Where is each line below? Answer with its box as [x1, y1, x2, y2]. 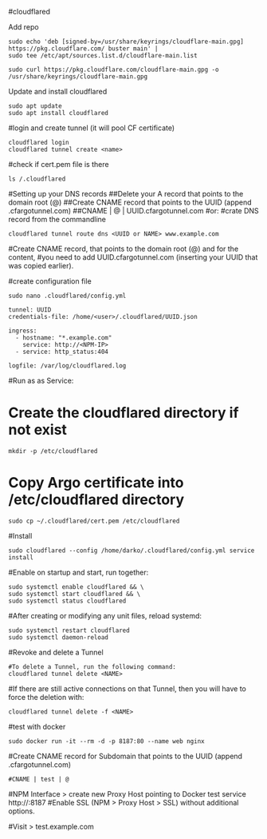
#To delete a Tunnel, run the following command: [8, 662, 177, 670]
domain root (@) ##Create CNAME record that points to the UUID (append [8, 197, 253, 207]
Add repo [8, 22, 39, 31]
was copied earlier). [8, 261, 74, 270]
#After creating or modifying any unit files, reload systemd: [8, 610, 202, 620]
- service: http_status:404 [15, 348, 109, 356]
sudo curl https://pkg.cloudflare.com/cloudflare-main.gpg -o [8, 66, 219, 74]
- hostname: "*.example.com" [15, 334, 112, 342]
